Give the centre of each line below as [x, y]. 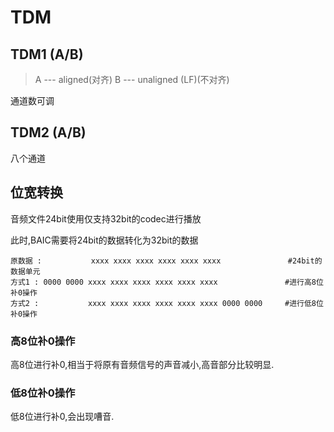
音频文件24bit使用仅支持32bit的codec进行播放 [106, 218]
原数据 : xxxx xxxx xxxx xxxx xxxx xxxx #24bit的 [166, 261]
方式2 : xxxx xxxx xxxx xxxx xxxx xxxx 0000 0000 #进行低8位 [167, 303]
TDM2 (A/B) [48, 132]
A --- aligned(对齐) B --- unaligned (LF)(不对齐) [132, 79]
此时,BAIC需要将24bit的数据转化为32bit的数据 [104, 240]
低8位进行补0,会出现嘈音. [62, 417]
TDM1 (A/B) [47, 54]
